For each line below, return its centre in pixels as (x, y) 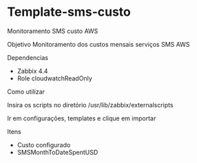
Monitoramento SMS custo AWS (53, 31)
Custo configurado (44, 144)
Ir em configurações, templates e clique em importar (82, 118)
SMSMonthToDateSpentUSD (58, 152)
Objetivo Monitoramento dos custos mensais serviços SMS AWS (98, 44)
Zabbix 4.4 (32, 71)
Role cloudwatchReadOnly (54, 78)
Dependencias (28, 57)
